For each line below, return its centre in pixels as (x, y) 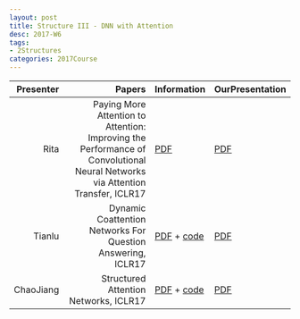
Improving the (117, 138)
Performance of (113, 149)
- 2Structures (36, 51)
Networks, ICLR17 (108, 301)
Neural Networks (110, 171)
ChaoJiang (37, 290)
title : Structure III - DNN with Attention (92, 26)
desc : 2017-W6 (36, 34)
